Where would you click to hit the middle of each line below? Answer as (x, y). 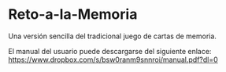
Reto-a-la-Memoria (73, 14)
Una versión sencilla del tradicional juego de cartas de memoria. (112, 36)
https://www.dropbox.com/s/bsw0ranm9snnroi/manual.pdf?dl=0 (113, 59)
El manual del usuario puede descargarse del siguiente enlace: (110, 51)
